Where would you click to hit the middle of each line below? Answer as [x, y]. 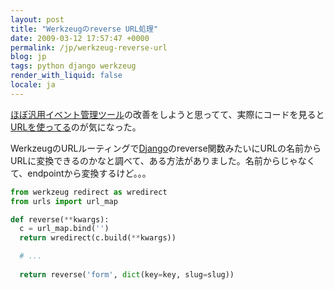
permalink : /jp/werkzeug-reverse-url [89, 47]
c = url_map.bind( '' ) [64, 229]
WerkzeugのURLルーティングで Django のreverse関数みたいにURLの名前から [166, 148]
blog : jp [28, 57]
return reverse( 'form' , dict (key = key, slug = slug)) [127, 274]
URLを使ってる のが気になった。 [76, 127]
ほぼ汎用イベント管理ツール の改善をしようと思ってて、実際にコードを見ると [167, 114]
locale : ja [33, 85]
